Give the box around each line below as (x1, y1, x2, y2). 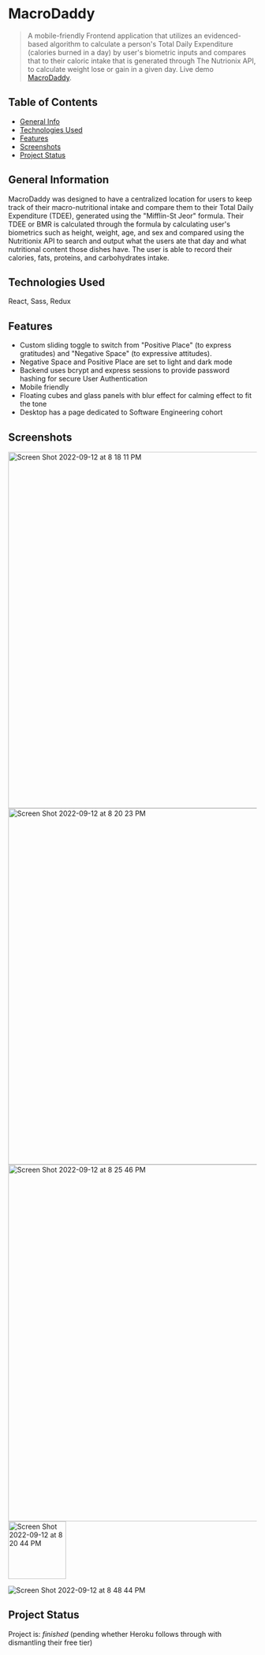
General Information (8, 173, 110, 186)
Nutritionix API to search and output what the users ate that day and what (8, 236, 247, 246)
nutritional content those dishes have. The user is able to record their (8, 244, 233, 253)
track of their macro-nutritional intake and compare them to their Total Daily (8, 202, 254, 212)
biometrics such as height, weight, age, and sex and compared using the (8, 227, 244, 237)
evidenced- (203, 31, 242, 40)
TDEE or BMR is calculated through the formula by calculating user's (8, 219, 231, 229)
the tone (19, 400, 47, 409)
